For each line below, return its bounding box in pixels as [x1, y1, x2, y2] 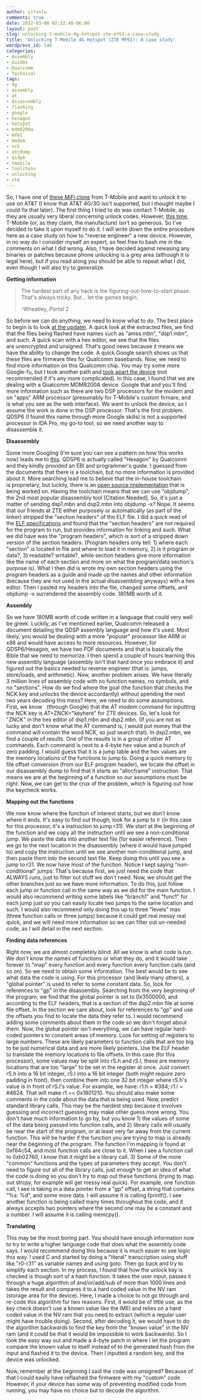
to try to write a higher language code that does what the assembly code [6, 1240, 186, 1248]
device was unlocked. [6, 1355, 60, 1363]
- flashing [6, 104, 34, 110]
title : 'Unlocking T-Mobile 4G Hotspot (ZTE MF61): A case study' [6, 37, 176, 43]
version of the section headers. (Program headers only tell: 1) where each [6, 539, 188, 546]
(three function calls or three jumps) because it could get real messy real [6, 912, 186, 919]
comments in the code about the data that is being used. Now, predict [6, 1095, 179, 1103]
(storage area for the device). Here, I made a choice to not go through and [6, 1292, 190, 1299]
